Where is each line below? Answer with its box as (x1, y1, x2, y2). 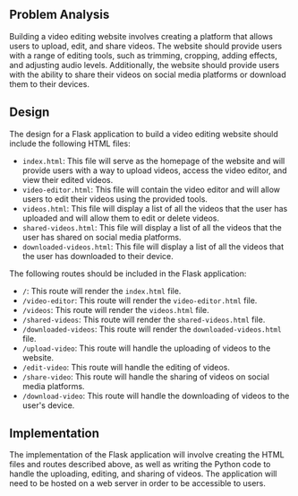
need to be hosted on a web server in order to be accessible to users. (9, 478, 266, 489)
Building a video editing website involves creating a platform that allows (9, 30, 273, 41)
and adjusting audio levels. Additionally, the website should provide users (9, 59, 280, 70)
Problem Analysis (9, 7, 110, 22)
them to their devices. (9, 78, 89, 89)
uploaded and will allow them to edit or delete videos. (21, 213, 219, 223)
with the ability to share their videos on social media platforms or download (9, 69, 286, 80)
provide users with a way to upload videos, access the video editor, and (21, 165, 287, 176)
